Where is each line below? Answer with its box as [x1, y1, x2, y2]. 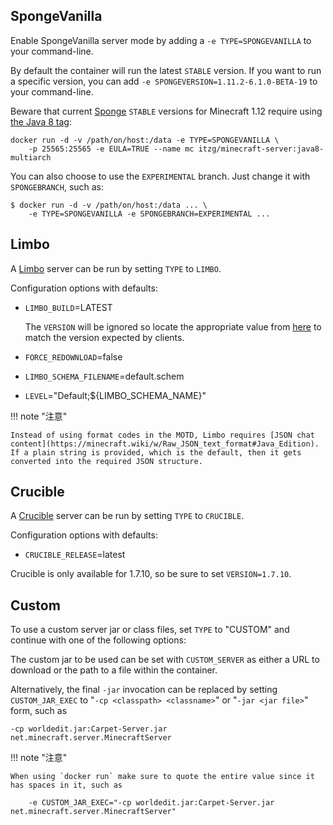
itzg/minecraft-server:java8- [198, 144, 325, 154]
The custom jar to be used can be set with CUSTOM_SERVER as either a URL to [10, 654, 320, 666]
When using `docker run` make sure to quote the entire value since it [10, 772, 315, 782]
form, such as [10, 705, 68, 717]
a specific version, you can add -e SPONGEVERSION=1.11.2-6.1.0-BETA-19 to [10, 75, 318, 87]
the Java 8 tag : [10, 115, 72, 128]
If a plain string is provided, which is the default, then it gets [10, 447, 302, 458]
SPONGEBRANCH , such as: [10, 180, 105, 193]
